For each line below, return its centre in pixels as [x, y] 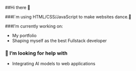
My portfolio [24, 35]
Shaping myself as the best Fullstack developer [59, 41]
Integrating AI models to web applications [54, 64]
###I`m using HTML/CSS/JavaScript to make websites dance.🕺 [68, 17]
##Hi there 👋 [18, 7]
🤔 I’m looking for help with [36, 53]
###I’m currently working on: [34, 26]
